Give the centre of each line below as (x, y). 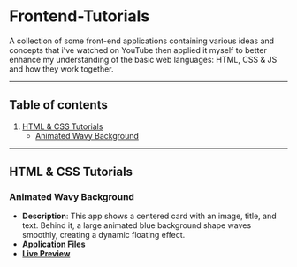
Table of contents (58, 105)
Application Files (53, 244)
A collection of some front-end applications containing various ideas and (142, 41)
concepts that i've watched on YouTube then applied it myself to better (138, 50)
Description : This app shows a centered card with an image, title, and (149, 216)
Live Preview (46, 254)
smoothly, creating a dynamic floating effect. (103, 235)
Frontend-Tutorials (80, 16)
